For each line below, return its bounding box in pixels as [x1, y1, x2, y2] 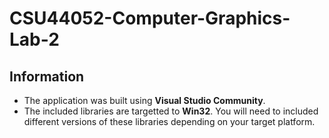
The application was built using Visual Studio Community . [23, 95, 266, 106]
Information [9, 68, 85, 85]
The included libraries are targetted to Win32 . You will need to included [23, 105, 319, 117]
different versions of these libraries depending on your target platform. [23, 116, 316, 127]
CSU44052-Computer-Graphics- [9, 7, 291, 30]
